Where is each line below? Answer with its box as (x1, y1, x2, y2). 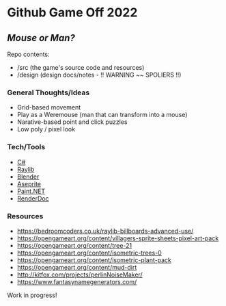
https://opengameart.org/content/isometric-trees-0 (16, 248, 162, 257)
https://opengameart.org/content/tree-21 (16, 241, 132, 249)
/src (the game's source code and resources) (16, 64, 145, 71)
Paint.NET (16, 187, 46, 195)
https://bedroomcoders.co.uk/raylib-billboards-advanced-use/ (16, 227, 194, 235)
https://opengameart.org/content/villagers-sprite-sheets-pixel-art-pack (16, 234, 219, 242)
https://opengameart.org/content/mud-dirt (16, 263, 137, 271)
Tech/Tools (7, 142, 46, 152)
